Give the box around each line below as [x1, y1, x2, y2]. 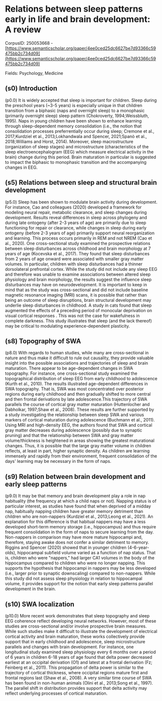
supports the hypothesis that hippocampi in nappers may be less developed [5, 565, 156, 571]
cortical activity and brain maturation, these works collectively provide [5, 633, 145, 639]
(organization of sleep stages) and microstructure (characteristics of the [5, 143, 149, 149]
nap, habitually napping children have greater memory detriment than [5, 508, 144, 514]
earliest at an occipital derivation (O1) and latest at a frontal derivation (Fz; [5, 660, 152, 665]
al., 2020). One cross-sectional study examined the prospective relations [5, 240, 151, 246]
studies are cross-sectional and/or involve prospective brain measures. [5, 623, 147, 629]
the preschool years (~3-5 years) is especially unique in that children [5, 102, 143, 108]
